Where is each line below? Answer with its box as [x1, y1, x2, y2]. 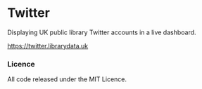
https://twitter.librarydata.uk [7, 41, 89, 50]
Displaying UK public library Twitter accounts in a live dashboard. [7, 28, 196, 36]
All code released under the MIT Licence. [7, 75, 127, 83]
